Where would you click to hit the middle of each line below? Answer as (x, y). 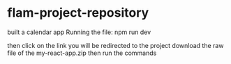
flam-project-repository (78, 13)
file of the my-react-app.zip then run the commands (82, 53)
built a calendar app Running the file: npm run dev (79, 32)
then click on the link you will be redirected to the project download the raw (115, 45)
